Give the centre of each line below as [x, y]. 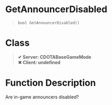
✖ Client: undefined [39, 62]
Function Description [51, 83]
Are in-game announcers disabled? [42, 97]
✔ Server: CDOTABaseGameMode [54, 57]
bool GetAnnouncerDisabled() [49, 23]
